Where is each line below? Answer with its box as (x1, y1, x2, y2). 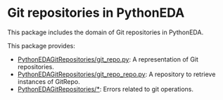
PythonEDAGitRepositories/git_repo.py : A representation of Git (17, 55, 199, 64)
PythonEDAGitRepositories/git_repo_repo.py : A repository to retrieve (17, 70, 216, 78)
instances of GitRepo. (17, 77, 81, 85)
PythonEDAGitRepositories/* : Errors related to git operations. (17, 85, 193, 93)
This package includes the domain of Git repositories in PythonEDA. (7, 28, 204, 36)
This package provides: (7, 41, 75, 50)
